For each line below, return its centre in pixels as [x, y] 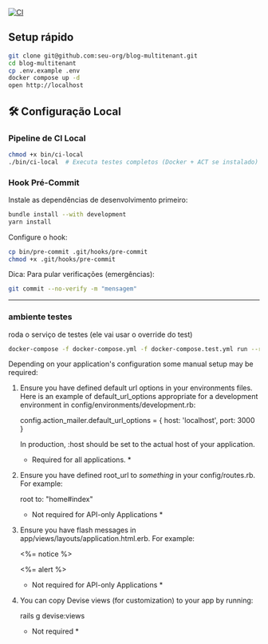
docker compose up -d [44, 78]
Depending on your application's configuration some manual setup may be [131, 364]
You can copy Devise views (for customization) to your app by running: [136, 601]
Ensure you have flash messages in [78, 530]
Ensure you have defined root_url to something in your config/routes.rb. [138, 476]
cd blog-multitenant [43, 63]
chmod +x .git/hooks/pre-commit [62, 259]
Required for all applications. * [81, 460]
